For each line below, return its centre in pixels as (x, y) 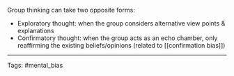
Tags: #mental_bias (35, 65)
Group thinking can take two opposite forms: (71, 10)
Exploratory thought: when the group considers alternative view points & (121, 23)
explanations (36, 31)
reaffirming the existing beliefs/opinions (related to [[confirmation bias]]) (121, 45)
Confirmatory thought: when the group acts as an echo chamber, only (117, 38)
